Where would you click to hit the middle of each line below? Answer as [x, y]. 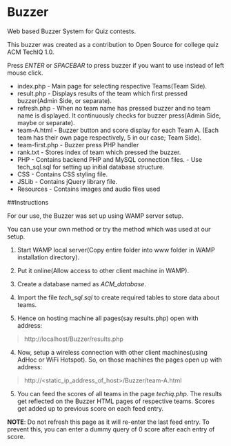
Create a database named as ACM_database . [82, 284]
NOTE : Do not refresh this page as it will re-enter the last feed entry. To [108, 422]
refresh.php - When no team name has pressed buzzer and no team [114, 108]
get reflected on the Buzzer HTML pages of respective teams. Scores [116, 401]
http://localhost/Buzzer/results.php [74, 339]
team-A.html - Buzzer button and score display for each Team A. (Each [118, 130]
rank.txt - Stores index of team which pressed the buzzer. [99, 152]
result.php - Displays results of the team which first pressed [102, 93]
